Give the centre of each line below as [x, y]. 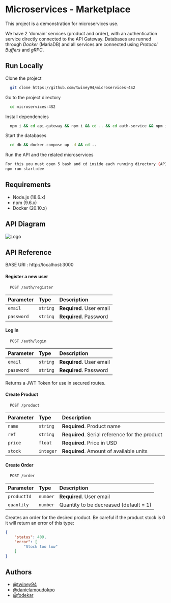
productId [20, 497]
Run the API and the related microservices [49, 155]
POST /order [23, 476]
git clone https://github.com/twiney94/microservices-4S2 [73, 87]
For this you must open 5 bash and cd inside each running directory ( [83, 164]
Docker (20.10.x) [30, 208]
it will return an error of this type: [40, 523]
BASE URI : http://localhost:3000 [39, 265]
